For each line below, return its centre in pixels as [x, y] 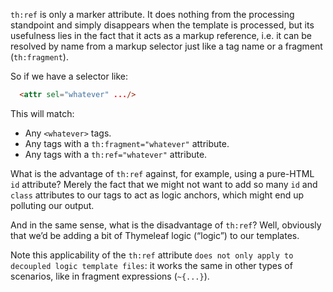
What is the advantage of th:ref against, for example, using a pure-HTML [162, 173]
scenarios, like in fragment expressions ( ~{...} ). [110, 276]
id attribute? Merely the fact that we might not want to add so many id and [164, 184]
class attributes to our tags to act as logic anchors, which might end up [157, 195]
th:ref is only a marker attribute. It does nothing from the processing [152, 14]
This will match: [42, 113]
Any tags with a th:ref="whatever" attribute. [116, 154]
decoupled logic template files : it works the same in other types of [151, 265]
